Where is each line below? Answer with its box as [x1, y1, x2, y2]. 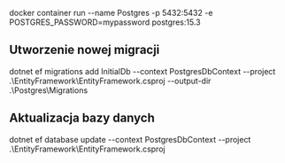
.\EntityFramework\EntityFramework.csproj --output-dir [9, 75, 212, 86]
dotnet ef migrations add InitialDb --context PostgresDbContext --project [9, 66, 276, 76]
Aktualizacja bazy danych [9, 111, 155, 126]
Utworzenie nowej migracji [9, 43, 160, 58]
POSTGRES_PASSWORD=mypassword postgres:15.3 [9, 17, 201, 27]
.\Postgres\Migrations [9, 84, 89, 96]
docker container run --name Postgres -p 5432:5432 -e [9, 8, 213, 18]
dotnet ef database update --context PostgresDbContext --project [9, 134, 251, 144]
